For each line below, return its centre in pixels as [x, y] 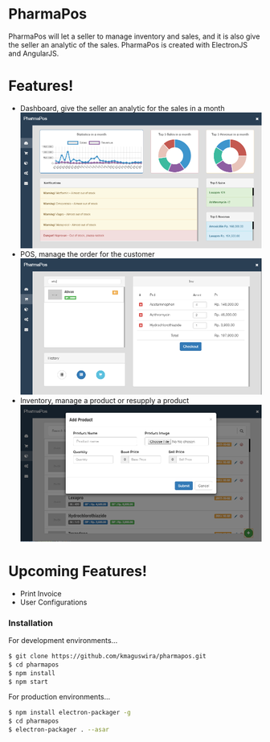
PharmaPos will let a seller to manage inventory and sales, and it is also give [134, 36]
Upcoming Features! [78, 571]
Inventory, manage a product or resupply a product [104, 400]
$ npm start [28, 682]
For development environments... [63, 640]
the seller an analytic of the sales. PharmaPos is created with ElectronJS [128, 44]
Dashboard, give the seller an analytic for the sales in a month [122, 108]
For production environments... [59, 697]
